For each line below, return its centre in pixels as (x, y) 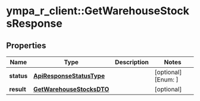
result (18, 89)
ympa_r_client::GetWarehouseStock (98, 11)
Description (132, 62)
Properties (26, 45)
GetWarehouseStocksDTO (71, 89)
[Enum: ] (166, 80)
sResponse (34, 23)
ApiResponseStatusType (69, 76)
